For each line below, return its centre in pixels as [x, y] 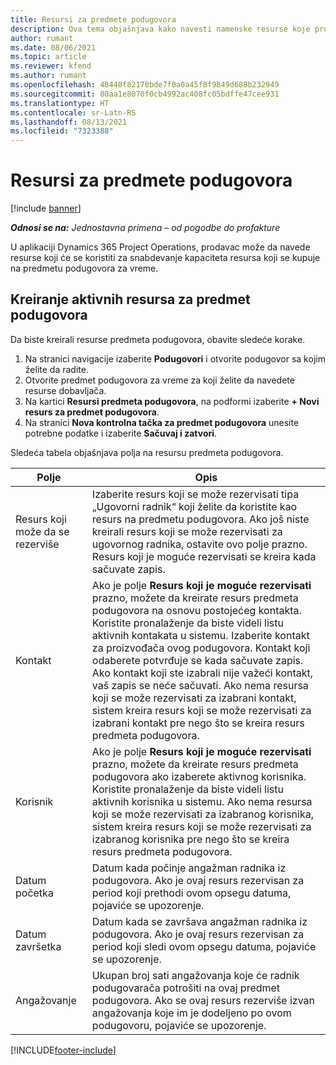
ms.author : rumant [48, 76]
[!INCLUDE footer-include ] [63, 1050]
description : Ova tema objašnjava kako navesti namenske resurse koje [160, 29]
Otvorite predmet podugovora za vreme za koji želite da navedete [159, 380]
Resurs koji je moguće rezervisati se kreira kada [204, 556]
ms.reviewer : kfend [51, 66]
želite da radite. [56, 369]
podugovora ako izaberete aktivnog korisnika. [199, 776]
